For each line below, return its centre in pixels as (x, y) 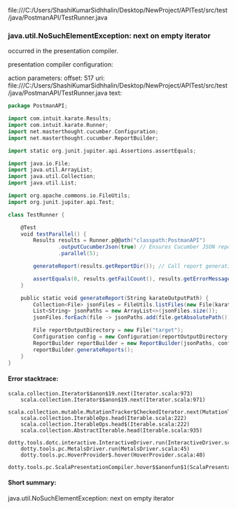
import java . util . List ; (43, 183)
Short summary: (32, 482)
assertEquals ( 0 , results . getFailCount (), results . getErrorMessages (133, 279)
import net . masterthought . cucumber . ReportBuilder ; (83, 138)
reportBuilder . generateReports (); (83, 350)
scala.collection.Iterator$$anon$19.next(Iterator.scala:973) (100, 393)
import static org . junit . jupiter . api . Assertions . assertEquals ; (102, 151)
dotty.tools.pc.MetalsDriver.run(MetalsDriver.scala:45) (105, 449)
